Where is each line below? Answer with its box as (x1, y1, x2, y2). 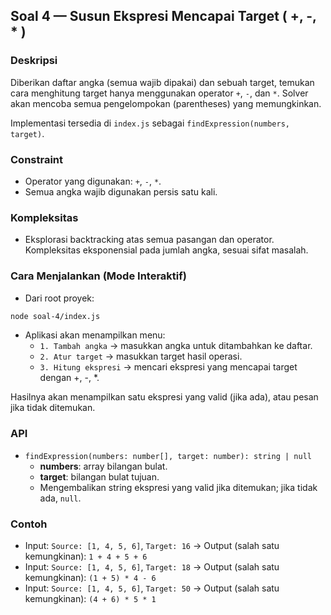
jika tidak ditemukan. (10, 402, 96, 414)
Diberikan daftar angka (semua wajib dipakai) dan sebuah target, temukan (10, 76, 315, 88)
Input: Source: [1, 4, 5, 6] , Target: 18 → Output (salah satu (24, 561, 280, 573)
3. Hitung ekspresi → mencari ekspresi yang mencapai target (39, 361, 298, 373)
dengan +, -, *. (39, 372, 100, 384)
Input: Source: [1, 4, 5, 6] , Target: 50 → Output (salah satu (24, 582, 280, 594)
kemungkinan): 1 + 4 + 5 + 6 (24, 550, 148, 563)
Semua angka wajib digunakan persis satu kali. (24, 185, 218, 198)
